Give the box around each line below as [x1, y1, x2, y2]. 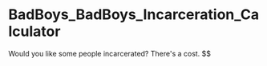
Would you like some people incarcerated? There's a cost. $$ [8, 49, 211, 58]
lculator [8, 22, 61, 41]
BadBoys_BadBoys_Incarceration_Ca [8, 6, 259, 24]
